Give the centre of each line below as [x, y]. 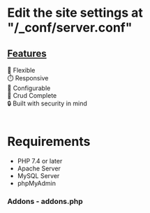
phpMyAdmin [37, 183]
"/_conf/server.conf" [70, 28]
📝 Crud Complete [32, 95]
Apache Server [39, 168]
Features [27, 53]
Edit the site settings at [75, 13]
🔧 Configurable [29, 88]
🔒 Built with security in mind [47, 103]
